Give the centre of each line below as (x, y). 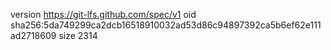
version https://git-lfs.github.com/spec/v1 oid (103, 14)
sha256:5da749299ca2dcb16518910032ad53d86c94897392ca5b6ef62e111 (166, 25)
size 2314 (78, 35)
